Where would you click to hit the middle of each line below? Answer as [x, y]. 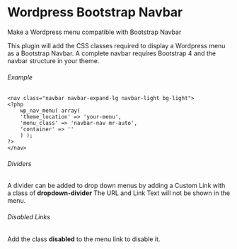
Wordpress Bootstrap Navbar [95, 12]
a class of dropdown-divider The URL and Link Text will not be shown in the [119, 193]
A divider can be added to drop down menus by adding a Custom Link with [116, 186]
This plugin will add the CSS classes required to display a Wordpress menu [116, 45]
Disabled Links [29, 216]
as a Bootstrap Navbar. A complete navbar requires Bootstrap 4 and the [112, 53]
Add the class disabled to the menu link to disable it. [84, 239]
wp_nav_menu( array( [50, 111]
